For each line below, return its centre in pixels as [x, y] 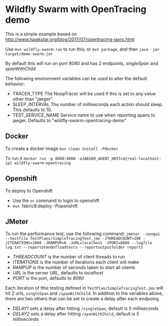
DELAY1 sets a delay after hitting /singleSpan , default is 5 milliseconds [86, 308]
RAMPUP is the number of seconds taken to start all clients [74, 267]
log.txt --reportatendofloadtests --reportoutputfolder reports [74, 248]
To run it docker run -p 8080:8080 [40, 158]
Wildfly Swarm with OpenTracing [76, 9]
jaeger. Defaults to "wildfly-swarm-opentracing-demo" [69, 120]
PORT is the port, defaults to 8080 [48, 278]
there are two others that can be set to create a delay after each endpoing [82, 299]
